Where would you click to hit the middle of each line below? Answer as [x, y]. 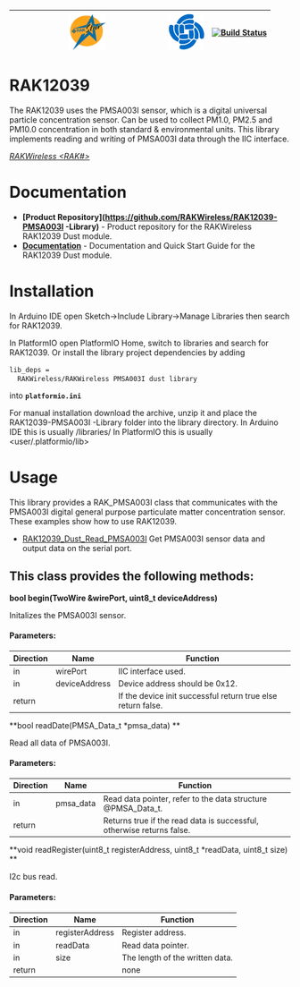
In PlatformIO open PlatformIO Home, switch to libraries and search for [139, 343]
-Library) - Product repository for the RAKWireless [159, 227]
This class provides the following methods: [132, 577]
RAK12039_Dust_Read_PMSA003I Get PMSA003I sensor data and [144, 539]
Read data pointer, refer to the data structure [185, 798]
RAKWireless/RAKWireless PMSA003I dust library [108, 379]
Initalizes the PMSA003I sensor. [68, 615]
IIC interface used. [152, 671]
